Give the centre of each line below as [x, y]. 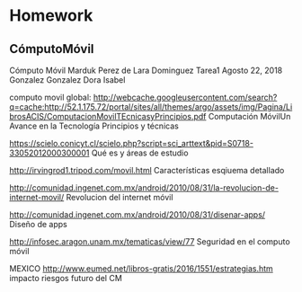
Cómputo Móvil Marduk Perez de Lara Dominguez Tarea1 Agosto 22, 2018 [146, 70]
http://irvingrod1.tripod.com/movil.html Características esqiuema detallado [147, 170]
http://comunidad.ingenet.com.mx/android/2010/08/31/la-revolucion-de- [144, 188]
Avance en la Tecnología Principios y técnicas [94, 126]
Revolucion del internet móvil [120, 197]
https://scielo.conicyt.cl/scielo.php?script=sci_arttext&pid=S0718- [132, 143]
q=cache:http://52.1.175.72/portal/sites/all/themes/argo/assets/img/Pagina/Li [151, 107]
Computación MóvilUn [249, 116]
